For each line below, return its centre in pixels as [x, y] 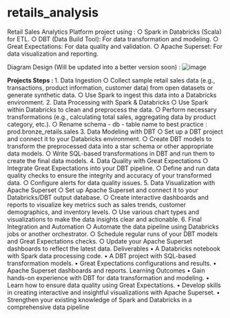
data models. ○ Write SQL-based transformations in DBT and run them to [111, 153]
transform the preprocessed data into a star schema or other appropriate [111, 146]
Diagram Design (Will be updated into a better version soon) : [94, 67]
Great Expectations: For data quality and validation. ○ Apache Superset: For [115, 46]
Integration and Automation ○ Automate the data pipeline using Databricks [113, 226]
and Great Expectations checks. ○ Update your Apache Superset [100, 241]
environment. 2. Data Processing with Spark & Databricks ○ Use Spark [108, 102]
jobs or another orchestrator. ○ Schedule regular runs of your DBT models [113, 234]
